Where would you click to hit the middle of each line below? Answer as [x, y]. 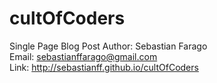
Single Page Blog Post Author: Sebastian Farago [108, 46]
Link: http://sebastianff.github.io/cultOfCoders [104, 67]
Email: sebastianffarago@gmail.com [83, 56]
